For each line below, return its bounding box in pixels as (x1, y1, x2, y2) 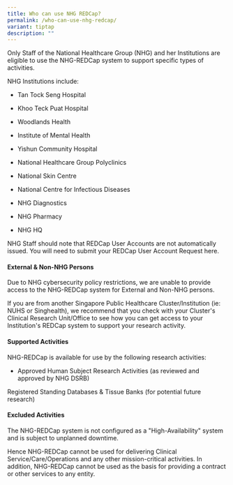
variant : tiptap (7, 23, 54, 30)
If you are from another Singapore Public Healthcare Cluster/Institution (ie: (7, 299, 221, 308)
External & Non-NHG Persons (7, 262, 94, 271)
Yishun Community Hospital (17, 144, 98, 154)
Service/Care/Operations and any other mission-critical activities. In (7, 454, 202, 463)
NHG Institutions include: (7, 77, 79, 86)
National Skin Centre (17, 172, 77, 180)
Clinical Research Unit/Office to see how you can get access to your (7, 314, 204, 322)
